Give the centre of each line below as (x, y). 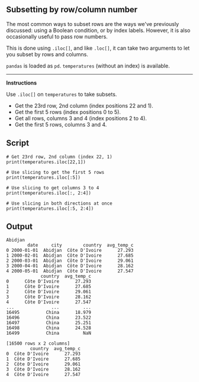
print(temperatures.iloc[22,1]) (46, 162)
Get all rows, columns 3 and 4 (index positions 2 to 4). (81, 118)
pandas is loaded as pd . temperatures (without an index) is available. (88, 66)
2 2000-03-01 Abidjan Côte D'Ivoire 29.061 (70, 261)
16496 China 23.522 (49, 318)
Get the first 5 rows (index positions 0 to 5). (68, 112)
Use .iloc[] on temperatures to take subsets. (62, 94)
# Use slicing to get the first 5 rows (55, 172)
